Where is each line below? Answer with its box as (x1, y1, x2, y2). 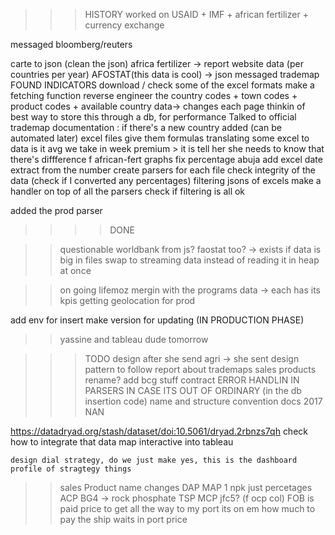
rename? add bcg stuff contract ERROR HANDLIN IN (84, 374, 300, 386)
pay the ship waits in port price (59, 514, 188, 525)
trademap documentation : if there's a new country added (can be (10, 122, 282, 133)
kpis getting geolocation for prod (59, 295, 196, 306)
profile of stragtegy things (10, 464, 132, 474)
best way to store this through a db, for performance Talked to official (10, 111, 297, 123)
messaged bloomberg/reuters (10, 39, 133, 50)
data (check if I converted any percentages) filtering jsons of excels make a (10, 175, 322, 186)
